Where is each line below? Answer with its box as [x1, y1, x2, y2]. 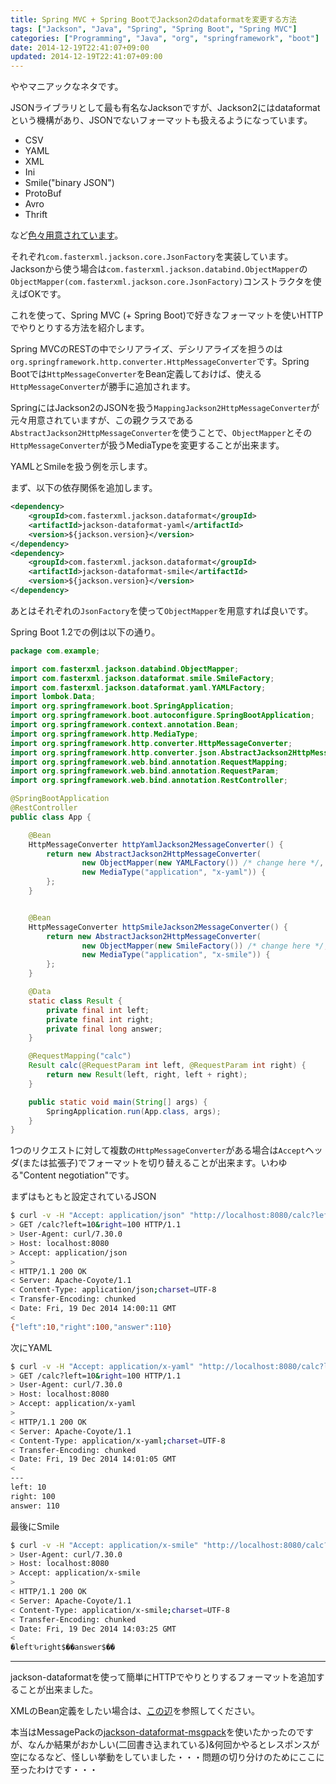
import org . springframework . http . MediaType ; [10, 729, 199, 739]
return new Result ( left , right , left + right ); [46, 1070, 248, 1080]
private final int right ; [46, 1014, 155, 1025]
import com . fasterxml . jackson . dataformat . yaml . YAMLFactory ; [10, 682, 267, 693]
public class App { [10, 812, 92, 822]
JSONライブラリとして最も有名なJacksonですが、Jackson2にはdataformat [10, 102, 321, 114]
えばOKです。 [10, 288, 67, 300]
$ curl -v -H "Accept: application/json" [10, 1211, 186, 1221]
